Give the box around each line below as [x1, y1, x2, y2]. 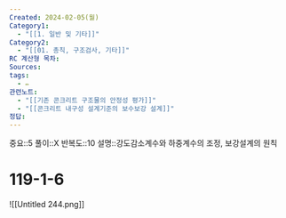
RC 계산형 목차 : [9, 54, 60, 63]
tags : [9, 71, 29, 80]
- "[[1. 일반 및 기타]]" [17, 29, 100, 38]
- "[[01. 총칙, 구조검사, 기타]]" [17, 46, 131, 55]
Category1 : [9, 21, 50, 30]
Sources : [9, 63, 42, 72]
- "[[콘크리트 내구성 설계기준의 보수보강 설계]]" [17, 104, 175, 113]
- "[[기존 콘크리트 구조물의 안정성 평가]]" [17, 95, 157, 105]
